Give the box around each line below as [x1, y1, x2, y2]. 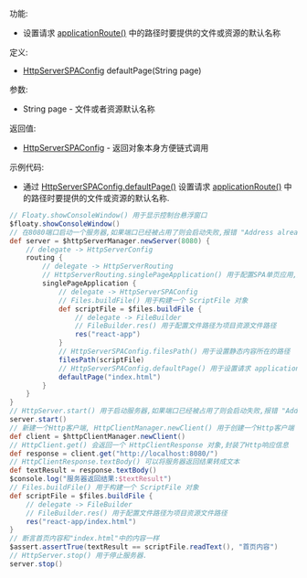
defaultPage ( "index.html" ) [58, 372, 162, 381]
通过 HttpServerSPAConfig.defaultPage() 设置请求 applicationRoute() [22, 181, 282, 192]
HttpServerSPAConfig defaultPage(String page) [22, 65, 202, 76]
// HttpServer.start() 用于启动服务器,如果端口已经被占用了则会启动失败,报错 [9, 406, 279, 416]
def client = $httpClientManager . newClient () [9, 432, 185, 441]
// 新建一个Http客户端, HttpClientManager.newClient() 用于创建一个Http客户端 [9, 423, 295, 433]
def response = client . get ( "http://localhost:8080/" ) [9, 449, 219, 458]
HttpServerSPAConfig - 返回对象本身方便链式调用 [22, 143, 209, 153]
